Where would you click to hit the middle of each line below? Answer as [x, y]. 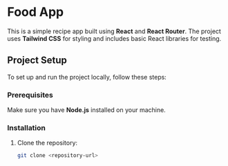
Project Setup [37, 61]
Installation [27, 127]
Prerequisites [30, 95]
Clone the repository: [47, 143]
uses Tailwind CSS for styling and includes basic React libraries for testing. [114, 38]
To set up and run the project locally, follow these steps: [87, 77]
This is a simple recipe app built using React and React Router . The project [114, 31]
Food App [36, 12]
